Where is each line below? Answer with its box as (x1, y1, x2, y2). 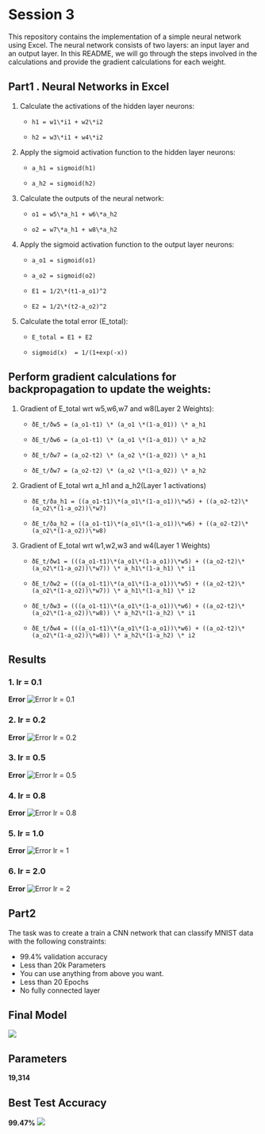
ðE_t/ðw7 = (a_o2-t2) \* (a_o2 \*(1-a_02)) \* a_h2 (31, 467, 206, 475)
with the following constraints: (8, 936, 107, 946)
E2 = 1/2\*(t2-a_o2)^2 (31, 302, 107, 310)
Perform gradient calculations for (8, 371, 177, 384)
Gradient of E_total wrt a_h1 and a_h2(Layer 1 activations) (19, 480, 206, 490)
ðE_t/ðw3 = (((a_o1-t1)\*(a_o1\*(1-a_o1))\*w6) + (31, 602, 200, 610)
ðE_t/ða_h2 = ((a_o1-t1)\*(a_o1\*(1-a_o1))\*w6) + (31, 520, 203, 528)
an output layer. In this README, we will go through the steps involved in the (8, 48, 258, 58)
